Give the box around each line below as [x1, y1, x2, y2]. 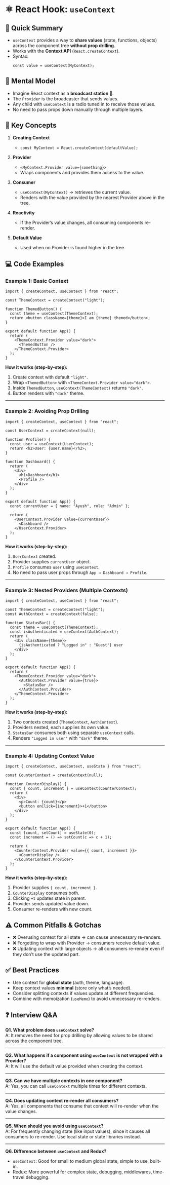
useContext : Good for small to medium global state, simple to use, [12, 1158, 149, 1164]
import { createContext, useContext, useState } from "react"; [5, 764, 142, 769]
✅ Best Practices [5, 966, 59, 975]
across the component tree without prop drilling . [12, 43, 115, 49]
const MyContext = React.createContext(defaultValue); [20, 145, 138, 150]
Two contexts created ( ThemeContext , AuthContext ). [12, 718, 119, 725]
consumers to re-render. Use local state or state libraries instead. [5, 1133, 141, 1139]
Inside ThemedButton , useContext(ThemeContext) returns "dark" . [12, 385, 143, 391]
